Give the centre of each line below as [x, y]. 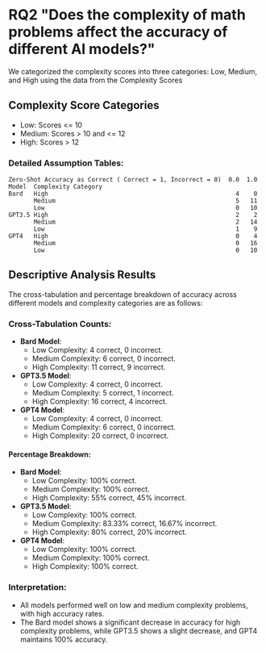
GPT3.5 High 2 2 [133, 215]
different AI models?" [82, 49]
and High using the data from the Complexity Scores [96, 80]
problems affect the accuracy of [118, 32]
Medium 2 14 [145, 222]
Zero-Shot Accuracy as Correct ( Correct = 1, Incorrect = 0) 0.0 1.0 [133, 180]
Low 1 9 [145, 229]
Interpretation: [37, 587]
